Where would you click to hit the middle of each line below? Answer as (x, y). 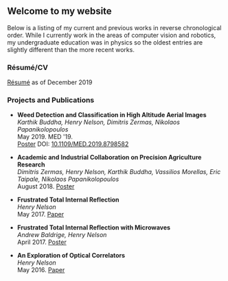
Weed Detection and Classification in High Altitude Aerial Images (112, 115)
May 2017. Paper (40, 215)
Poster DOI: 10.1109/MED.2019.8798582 (73, 144)
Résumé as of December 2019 (50, 82)
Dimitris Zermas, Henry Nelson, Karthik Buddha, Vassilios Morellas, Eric (119, 172)
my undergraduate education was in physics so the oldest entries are (105, 42)
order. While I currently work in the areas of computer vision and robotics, (112, 35)
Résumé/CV (27, 67)
